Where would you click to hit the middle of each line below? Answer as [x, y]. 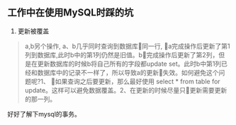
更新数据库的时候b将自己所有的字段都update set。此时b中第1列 [129, 64]
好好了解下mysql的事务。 [44, 114]
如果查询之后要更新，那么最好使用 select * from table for [138, 81]
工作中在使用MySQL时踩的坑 [71, 13]
